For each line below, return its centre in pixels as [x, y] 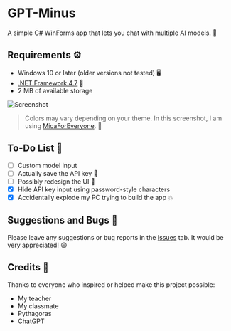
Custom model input [47, 165]
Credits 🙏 [28, 267]
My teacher [34, 298]
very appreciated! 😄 [37, 245]
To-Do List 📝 [35, 148]
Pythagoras [34, 313]
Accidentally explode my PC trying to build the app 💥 [96, 197]
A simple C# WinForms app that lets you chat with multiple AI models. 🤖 [112, 33]
